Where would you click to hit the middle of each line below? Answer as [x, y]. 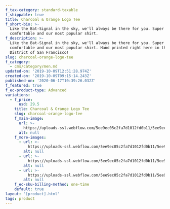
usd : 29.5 [29, 104]
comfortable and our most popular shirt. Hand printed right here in [84, 48]
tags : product [20, 198]
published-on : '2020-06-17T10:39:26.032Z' [51, 81]
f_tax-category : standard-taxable [42, 10]
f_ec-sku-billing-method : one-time [52, 185]
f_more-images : [30, 137]
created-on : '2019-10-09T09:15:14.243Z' [49, 76]
